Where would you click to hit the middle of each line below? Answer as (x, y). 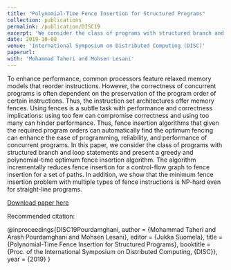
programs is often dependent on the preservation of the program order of (112, 93)
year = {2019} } (29, 259)
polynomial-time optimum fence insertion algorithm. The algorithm (102, 160)
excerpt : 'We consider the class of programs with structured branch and (116, 33)
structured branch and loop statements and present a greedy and (100, 152)
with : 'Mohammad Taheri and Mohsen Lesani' (71, 59)
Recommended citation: (41, 216)
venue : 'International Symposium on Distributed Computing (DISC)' (107, 46)
